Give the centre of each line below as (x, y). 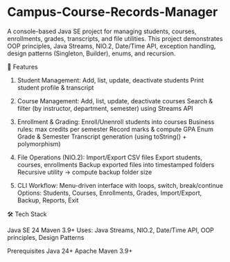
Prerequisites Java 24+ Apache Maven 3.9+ (70, 251)
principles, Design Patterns (46, 237)
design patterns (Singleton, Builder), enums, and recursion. (91, 53)
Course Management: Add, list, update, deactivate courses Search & (115, 101)
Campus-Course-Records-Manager (113, 12)
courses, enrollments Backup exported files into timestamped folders (116, 164)
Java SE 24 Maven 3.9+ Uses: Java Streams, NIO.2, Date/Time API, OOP (111, 230)
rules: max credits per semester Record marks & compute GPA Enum (115, 129)
